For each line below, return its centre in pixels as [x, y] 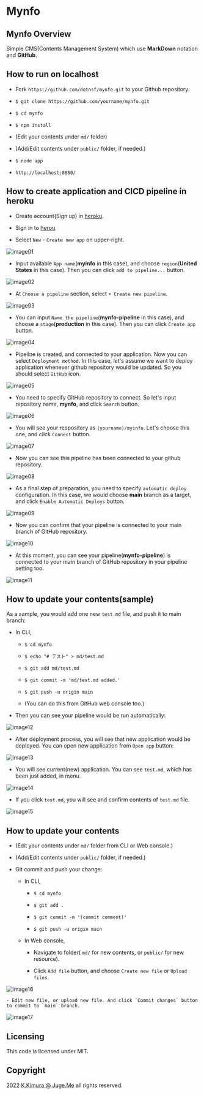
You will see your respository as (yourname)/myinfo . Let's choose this [102, 428]
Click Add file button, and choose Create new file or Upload [110, 971]
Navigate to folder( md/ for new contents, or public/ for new [109, 953]
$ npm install [33, 125]
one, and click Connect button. [53, 434]
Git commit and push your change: [59, 870]
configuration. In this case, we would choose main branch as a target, [103, 494]
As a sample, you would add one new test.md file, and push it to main [94, 614]
